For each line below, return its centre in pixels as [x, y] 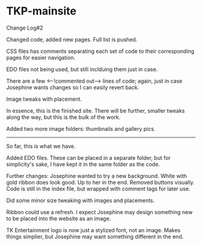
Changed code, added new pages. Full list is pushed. [72, 39]
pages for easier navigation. [41, 57]
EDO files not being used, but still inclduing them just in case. [82, 69]
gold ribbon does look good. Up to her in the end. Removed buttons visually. [100, 182]
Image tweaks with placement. [44, 99]
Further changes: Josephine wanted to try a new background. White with [97, 175]
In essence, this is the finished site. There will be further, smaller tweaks [96, 110]
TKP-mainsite [41, 11]
